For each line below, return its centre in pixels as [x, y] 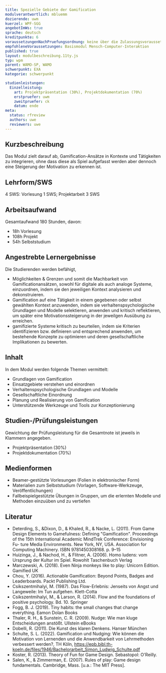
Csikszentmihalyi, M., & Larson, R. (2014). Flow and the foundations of [84, 597]
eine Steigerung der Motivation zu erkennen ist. [54, 167]
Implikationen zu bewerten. [40, 342]
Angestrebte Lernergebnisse [51, 257]
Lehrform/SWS [29, 182]
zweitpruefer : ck [32, 101]
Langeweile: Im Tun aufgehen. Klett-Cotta [55, 592]
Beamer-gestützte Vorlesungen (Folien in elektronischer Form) [76, 480]
